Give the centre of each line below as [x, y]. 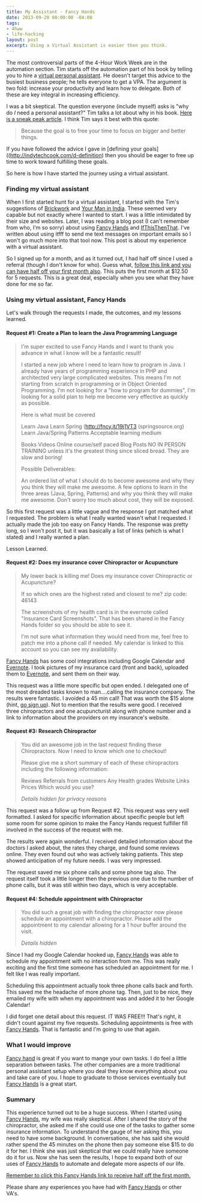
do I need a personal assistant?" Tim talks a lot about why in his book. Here [99, 113]
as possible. [36, 403]
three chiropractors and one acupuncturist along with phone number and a [98, 711]
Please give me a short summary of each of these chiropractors [100, 763]
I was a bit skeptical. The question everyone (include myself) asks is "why [97, 106]
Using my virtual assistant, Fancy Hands [66, 300]
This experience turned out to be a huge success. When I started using [94, 1112]
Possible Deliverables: [48, 469]
